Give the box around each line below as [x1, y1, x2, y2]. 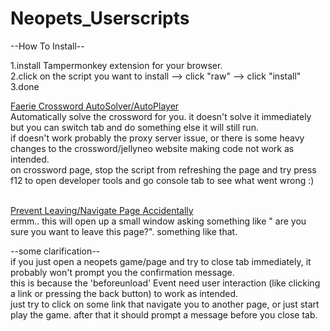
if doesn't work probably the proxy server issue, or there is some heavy [10, 132, 305, 144]
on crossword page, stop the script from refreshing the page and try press [10, 163, 317, 176]
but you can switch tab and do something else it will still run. [10, 121, 259, 133]
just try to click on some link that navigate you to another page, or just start [10, 298, 320, 310]
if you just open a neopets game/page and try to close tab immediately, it [10, 255, 312, 267]
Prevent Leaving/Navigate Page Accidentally [10, 204, 194, 216]
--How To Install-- [10, 40, 85, 52]
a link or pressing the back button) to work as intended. [10, 287, 239, 299]
